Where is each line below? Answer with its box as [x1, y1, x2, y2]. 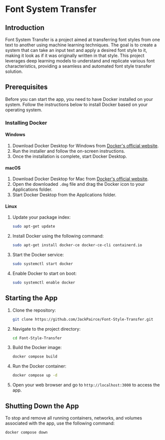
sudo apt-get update [12, 224, 55, 229]
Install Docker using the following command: [12, 233, 104, 239]
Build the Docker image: [12, 345, 62, 351]
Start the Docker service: [12, 252, 64, 258]
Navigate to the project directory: [12, 326, 81, 332]
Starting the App [5, 294, 58, 303]
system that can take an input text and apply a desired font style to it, [5, 47, 148, 53]
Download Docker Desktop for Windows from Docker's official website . [12, 142, 159, 148]
